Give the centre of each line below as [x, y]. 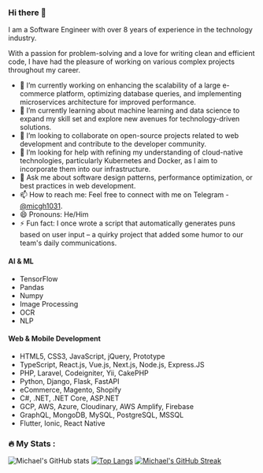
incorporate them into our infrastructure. [85, 169]
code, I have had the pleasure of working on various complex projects [121, 61]
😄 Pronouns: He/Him [54, 214]
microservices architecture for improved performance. [108, 102]
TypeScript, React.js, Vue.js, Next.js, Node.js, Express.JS [112, 364]
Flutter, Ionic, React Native [62, 423]
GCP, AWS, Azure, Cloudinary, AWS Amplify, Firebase [107, 406]
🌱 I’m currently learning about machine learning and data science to [130, 110]
